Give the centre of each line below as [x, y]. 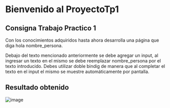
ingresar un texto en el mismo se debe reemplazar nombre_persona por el [83, 61]
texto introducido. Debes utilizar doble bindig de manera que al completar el [85, 66]
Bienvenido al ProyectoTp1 [62, 9]
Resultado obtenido [37, 87]
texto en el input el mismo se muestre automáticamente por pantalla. [77, 71]
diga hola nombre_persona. [34, 46]
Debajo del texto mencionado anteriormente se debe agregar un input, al [82, 55]
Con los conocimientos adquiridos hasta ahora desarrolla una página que [82, 40]
